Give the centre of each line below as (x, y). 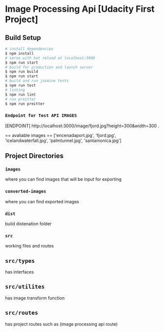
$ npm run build (22, 72)
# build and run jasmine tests (37, 81)
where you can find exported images (42, 201)
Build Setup (23, 38)
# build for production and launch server (49, 67)
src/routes (22, 313)
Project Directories (34, 156)
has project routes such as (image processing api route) (61, 324)
